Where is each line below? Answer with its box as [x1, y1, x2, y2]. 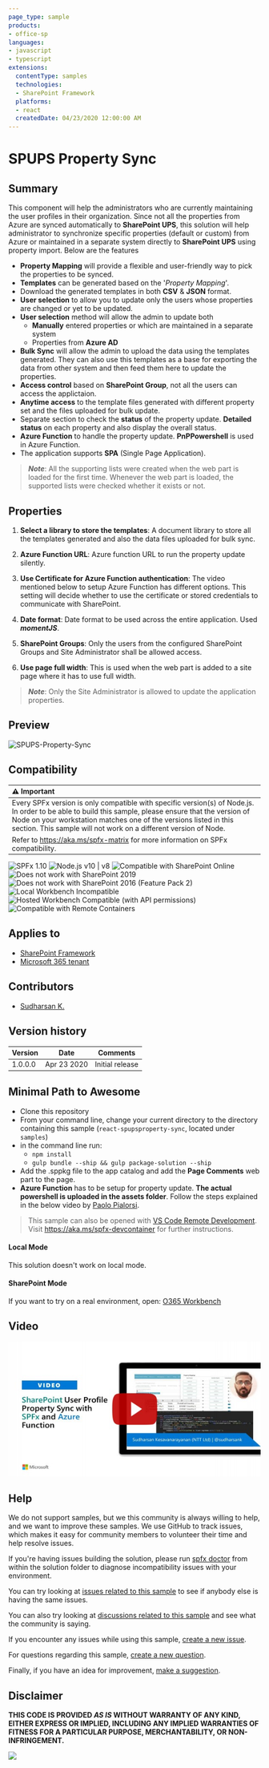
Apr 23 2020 [45, 1060, 89, 1069]
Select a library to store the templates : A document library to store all [19, 525, 251, 535]
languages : [8, 38, 45, 46]
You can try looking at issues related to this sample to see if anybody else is [8, 1587, 259, 1596]
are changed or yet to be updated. [19, 304, 134, 313]
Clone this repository [19, 1106, 90, 1116]
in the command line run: [19, 1140, 102, 1150]
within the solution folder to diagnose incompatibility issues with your [8, 1563, 237, 1572]
